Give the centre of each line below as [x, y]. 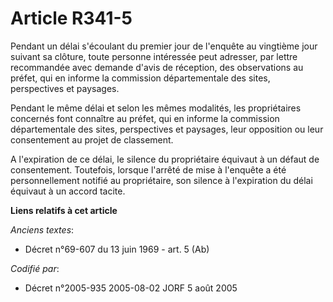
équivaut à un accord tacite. [68, 191]
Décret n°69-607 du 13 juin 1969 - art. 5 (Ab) [117, 249]
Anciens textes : [42, 229]
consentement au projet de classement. [92, 139]
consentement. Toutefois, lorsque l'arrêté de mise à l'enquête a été [148, 169]
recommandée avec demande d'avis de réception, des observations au [157, 67]
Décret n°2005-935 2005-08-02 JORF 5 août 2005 [131, 288]
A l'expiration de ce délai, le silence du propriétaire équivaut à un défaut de [165, 159]
